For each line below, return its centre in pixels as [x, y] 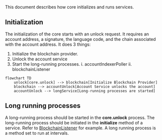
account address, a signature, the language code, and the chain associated [81, 39]
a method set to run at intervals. [37, 133]
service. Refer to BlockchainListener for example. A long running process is [81, 128]
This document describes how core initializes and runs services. [70, 7]
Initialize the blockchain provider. [45, 53]
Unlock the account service [40, 59]
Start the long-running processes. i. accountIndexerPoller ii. [72, 64]
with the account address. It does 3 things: [48, 44]
